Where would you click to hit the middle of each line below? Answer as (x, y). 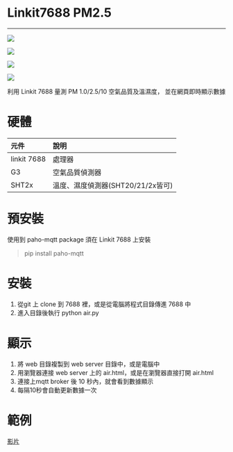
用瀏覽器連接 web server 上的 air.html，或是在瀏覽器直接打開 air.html (115, 372)
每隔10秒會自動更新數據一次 (57, 390)
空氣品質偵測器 (77, 172)
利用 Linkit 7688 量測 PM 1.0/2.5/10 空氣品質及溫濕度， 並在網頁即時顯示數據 (116, 91)
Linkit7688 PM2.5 (60, 13)
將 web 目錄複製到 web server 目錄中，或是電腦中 (88, 364)
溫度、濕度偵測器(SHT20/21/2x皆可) (113, 185)
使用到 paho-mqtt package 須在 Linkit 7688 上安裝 (79, 239)
